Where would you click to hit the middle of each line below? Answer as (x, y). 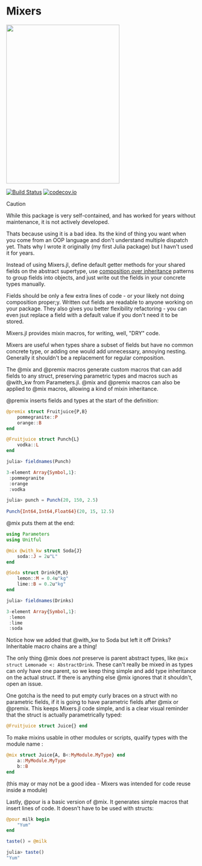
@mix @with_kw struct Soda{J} (44, 551)
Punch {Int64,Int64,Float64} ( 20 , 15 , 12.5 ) (60, 512)
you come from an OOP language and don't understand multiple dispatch (97, 240)
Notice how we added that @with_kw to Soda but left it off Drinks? (89, 640)
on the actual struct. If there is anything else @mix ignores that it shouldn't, (99, 677)
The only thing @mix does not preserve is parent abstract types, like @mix (97, 658)
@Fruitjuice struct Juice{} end (47, 726)
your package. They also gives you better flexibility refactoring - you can (96, 308)
